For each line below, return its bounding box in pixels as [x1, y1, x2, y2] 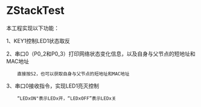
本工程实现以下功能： [6, 24, 59, 31]
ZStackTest [6, 4, 65, 18]
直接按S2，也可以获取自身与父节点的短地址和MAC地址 [17, 71, 130, 77]
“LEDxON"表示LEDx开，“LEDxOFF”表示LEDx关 [17, 95, 116, 102]
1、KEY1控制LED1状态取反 [6, 37, 71, 44]
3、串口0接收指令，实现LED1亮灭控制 [6, 82, 100, 89]
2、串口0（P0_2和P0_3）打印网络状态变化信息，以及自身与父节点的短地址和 [6, 50, 196, 57]
